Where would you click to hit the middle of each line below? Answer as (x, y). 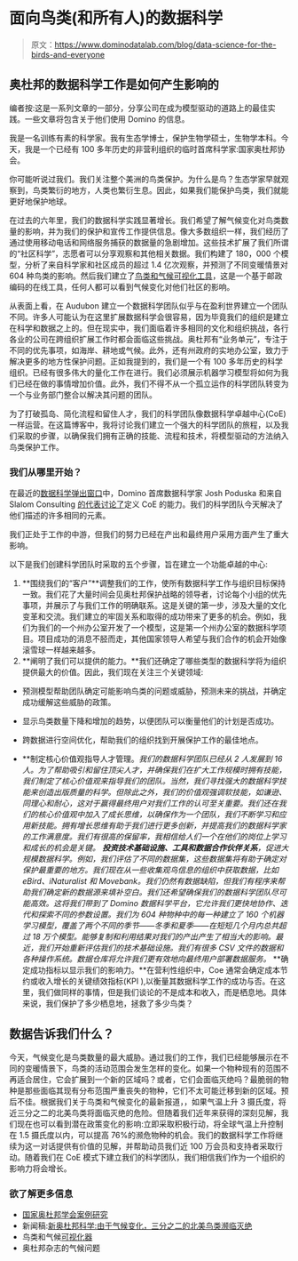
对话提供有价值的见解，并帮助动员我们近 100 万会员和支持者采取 (157, 1146)
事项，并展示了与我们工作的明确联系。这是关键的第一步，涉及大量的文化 (154, 606)
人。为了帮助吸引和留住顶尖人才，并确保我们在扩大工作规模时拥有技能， (154, 770)
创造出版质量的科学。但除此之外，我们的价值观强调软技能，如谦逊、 (162, 792)
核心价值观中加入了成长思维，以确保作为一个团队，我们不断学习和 (158, 815)
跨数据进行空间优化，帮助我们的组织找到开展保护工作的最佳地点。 (142, 740)
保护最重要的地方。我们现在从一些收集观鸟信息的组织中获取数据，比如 (150, 870)
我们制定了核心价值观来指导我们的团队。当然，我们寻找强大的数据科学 (150, 781)
